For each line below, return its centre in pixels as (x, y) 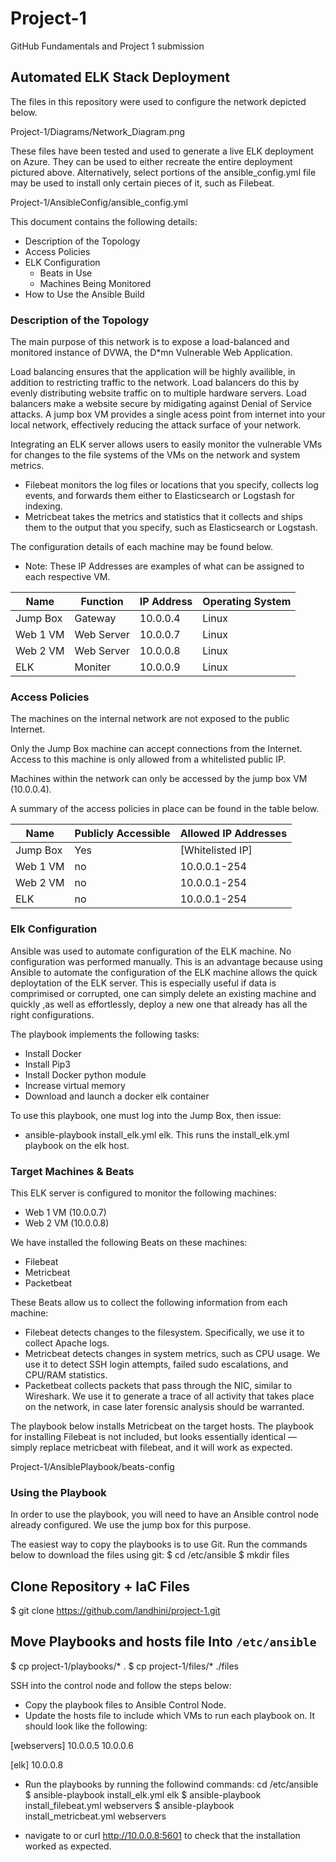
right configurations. (52, 1014)
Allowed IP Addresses (233, 834)
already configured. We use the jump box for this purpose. (131, 1525)
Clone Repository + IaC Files (100, 1586)
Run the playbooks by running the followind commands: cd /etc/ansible (171, 1784)
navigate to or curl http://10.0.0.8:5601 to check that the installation (162, 1835)
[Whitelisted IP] (216, 850)
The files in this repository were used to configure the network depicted (158, 101)
